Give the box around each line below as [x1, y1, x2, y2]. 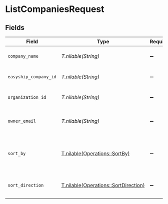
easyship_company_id [7, 74, 56, 79]
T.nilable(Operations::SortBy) [61, 150, 130, 157]
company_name [7, 53, 39, 59]
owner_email [7, 118, 36, 124]
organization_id [7, 95, 46, 100]
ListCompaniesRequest [5, 3, 104, 15]
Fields [5, 23, 25, 32]
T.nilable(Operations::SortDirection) [61, 182, 145, 189]
